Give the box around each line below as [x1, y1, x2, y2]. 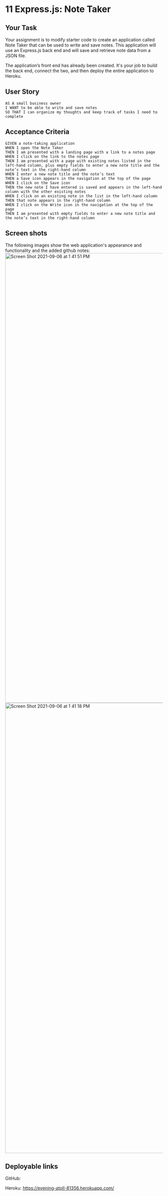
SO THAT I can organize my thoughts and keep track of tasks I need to [5, 109, 157, 115]
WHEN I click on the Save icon [5, 180, 70, 185]
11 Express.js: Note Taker [5, 4, 111, 15]
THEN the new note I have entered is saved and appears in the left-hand [5, 184, 162, 190]
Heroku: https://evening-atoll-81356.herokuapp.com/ [5, 1185, 114, 1191]
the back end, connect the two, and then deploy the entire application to [5, 68, 154, 74]
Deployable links [5, 1162, 58, 1170]
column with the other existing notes [5, 189, 86, 194]
